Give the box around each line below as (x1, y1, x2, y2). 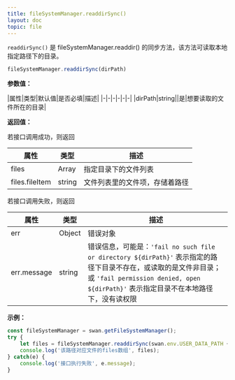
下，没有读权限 (87, 294, 137, 304)
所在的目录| (13, 103, 47, 112)
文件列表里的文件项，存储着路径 (83, 177, 189, 187)
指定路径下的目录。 (7, 52, 63, 60)
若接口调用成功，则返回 (7, 133, 75, 141)
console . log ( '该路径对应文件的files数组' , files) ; (20, 346, 160, 353)
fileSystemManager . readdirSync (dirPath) (7, 66, 127, 73)
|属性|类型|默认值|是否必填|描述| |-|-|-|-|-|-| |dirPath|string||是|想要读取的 (7, 94, 218, 103)
